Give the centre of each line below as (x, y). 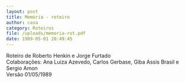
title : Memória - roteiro (38, 17)
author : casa (22, 22)
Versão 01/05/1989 (29, 74)
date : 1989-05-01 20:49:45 (39, 39)
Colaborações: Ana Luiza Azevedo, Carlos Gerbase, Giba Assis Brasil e (92, 62)
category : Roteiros (30, 28)
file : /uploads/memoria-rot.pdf (46, 34)
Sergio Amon (22, 68)
